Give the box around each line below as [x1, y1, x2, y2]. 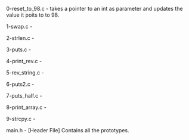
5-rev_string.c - [6, 69, 44, 76]
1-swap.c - [6, 23, 33, 30]
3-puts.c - [6, 46, 32, 53]
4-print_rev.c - [6, 58, 42, 64]
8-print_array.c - [6, 104, 47, 111]
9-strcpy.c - [6, 116, 36, 122]
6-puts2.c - [6, 80, 35, 88]
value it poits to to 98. [6, 11, 60, 18]
